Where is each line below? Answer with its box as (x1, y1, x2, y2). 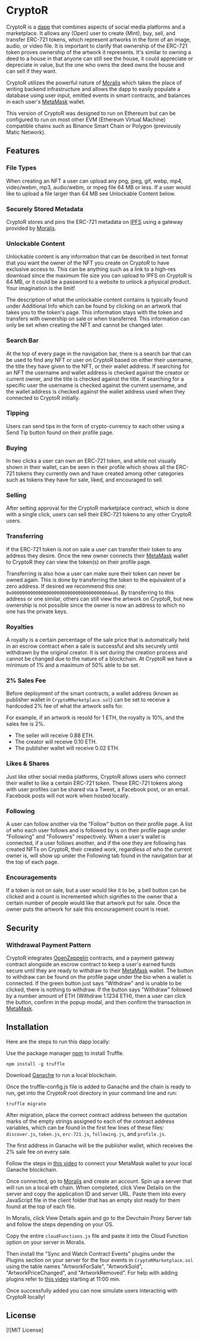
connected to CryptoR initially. (6, 394, 80, 401)
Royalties (6, 623, 34, 631)
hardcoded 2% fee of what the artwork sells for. (6, 703, 124, 710)
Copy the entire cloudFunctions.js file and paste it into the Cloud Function (6, 1232, 188, 1239)
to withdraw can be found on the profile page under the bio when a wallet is (6, 973, 192, 980)
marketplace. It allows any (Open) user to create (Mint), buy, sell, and (6, 29, 176, 36)
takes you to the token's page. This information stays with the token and (6, 309, 183, 316)
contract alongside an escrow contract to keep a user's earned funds (6, 960, 176, 967)
